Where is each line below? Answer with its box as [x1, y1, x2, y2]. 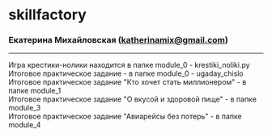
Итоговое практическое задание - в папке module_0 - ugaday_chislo [8, 68, 244, 78]
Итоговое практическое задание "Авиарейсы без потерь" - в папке [8, 111, 242, 122]
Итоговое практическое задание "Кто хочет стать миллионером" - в [8, 77, 247, 87]
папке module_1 [8, 86, 62, 96]
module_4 [8, 120, 41, 130]
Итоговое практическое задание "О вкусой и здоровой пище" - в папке [8, 94, 257, 104]
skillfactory [8, 6, 87, 24]
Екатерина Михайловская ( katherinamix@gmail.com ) [8, 35, 228, 46]
